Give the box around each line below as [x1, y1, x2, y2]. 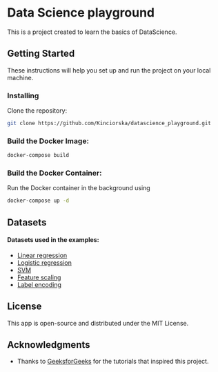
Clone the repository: [7, 106, 68, 115]
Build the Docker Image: [7, 136, 90, 146]
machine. [7, 73, 34, 82]
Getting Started [7, 48, 75, 59]
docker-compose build [7, 152, 70, 159]
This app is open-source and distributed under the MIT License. [7, 319, 189, 327]
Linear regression [17, 251, 68, 259]
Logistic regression [17, 258, 72, 267]
